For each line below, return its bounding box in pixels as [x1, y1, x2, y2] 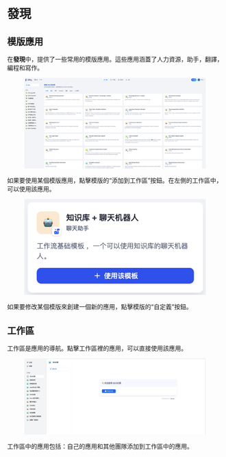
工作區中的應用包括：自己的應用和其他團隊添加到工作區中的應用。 [7, 442, 193, 450]
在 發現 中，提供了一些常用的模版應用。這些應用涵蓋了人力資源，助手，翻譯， [7, 55, 223, 63]
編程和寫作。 [7, 64, 43, 72]
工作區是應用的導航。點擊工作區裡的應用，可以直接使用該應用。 [7, 344, 187, 352]
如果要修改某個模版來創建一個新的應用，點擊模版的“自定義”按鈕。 [7, 303, 193, 311]
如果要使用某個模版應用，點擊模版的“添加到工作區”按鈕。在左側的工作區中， [7, 176, 223, 184]
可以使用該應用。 [7, 184, 55, 193]
